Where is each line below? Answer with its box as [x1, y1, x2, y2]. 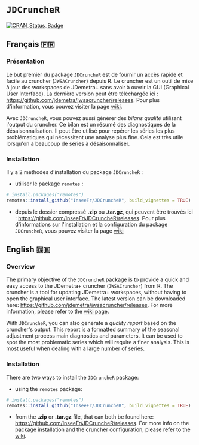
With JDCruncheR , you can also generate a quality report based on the [6, 320, 176, 327]
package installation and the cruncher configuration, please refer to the [14, 426, 191, 433]
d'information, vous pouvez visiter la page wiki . [6, 103, 123, 110]
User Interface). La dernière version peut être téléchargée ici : [6, 90, 158, 97]
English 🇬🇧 [6, 245, 51, 255]
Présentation [6, 57, 45, 65]
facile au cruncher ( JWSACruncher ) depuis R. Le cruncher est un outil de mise [6, 77, 194, 85]
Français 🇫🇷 [6, 39, 55, 49]
